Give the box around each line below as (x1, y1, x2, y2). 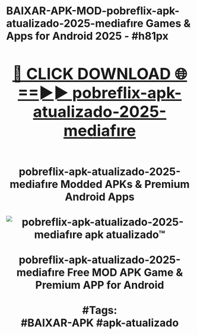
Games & (145, 17, 191, 30)
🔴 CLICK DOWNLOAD (12, 63, 171, 84)
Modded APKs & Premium (60, 177, 190, 191)
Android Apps (65, 190, 135, 203)
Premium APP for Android (35, 278, 164, 292)
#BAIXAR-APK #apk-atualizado (20, 316, 179, 330)
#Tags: (82, 304, 117, 317)
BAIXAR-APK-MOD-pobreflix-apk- (6, 4, 180, 18)
